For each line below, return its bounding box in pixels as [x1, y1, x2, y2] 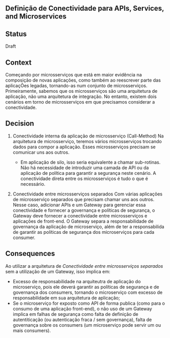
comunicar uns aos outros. [12, 149, 70, 155]
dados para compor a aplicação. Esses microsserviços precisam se [12, 144, 156, 150]
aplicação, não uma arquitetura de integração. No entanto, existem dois [5, 93, 157, 100]
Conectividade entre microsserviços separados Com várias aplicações [12, 191, 163, 197]
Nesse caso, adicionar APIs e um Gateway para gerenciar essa [12, 202, 146, 208]
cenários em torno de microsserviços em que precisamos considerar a [5, 99, 155, 105]
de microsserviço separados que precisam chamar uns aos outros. [12, 196, 155, 202]
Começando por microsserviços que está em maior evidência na [5, 72, 142, 78]
